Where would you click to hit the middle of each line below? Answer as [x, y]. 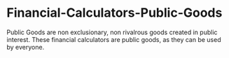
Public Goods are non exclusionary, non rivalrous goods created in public [112, 32]
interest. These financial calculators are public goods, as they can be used [114, 39]
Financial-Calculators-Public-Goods [114, 13]
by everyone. [26, 47]
